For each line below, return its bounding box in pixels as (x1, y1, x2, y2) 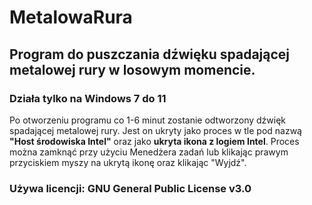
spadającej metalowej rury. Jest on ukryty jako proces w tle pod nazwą (9, 124, 302, 136)
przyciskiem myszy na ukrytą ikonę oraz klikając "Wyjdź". (9, 156, 247, 168)
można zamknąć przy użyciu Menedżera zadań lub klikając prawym (9, 146, 289, 158)
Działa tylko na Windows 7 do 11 (9, 91, 167, 105)
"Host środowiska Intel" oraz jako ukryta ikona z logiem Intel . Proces (9, 135, 300, 147)
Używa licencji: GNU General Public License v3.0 (9, 181, 252, 195)
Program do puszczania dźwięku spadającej (9, 46, 291, 63)
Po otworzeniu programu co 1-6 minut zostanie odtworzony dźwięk (9, 114, 287, 126)
